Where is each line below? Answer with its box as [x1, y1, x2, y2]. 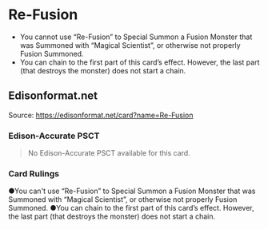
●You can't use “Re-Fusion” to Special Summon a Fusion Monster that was [8, 186, 256, 196]
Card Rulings [8, 168, 60, 179]
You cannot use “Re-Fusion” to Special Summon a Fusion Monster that [19, 32, 253, 41]
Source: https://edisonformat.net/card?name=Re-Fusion [8, 110, 194, 120]
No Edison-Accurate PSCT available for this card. [27, 148, 190, 158]
